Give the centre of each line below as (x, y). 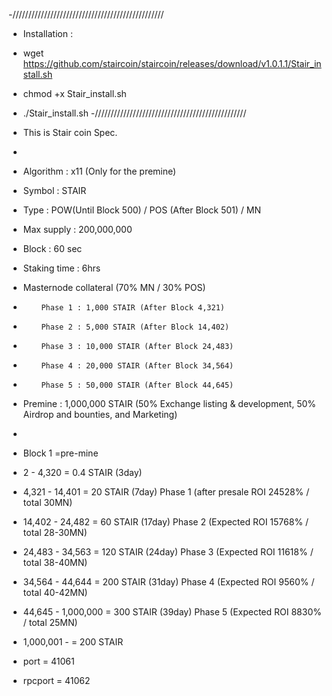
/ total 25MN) (50, 622)
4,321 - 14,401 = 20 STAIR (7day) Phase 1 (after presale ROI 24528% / (166, 492)
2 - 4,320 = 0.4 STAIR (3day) (82, 472)
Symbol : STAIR (54, 190)
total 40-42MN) (55, 592)
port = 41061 (48, 661)
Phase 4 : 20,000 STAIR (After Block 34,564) (138, 366)
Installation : (47, 33)
